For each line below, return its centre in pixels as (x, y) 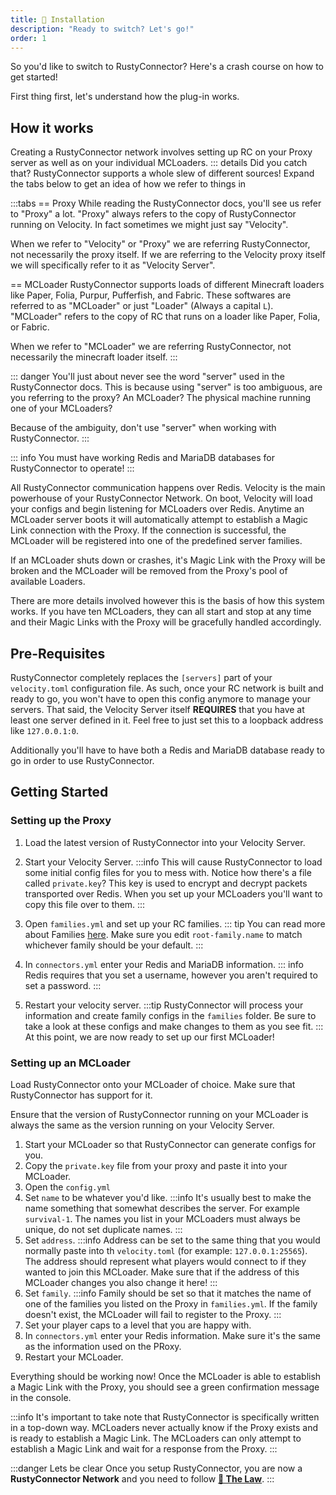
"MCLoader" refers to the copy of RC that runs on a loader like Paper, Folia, (165, 317)
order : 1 (28, 38)
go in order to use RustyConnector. (82, 760)
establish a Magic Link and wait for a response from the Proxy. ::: (144, 1448)
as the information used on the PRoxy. (103, 1346)
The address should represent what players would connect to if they (165, 1261)
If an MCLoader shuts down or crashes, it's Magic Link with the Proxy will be (168, 560)
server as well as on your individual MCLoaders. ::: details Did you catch (159, 163)
